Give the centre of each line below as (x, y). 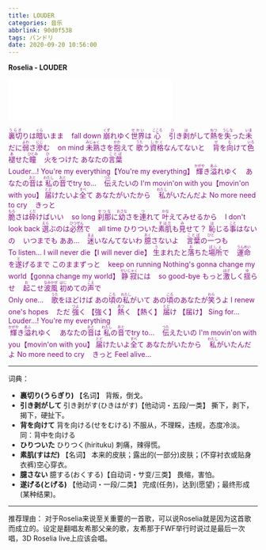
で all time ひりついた (121, 229)
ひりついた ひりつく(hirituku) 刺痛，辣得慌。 (92, 445)
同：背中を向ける (47, 435)
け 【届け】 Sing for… (205, 312)
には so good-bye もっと (180, 276)
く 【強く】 (97, 312)
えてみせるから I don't (207, 217)
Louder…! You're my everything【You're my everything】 (101, 172)
